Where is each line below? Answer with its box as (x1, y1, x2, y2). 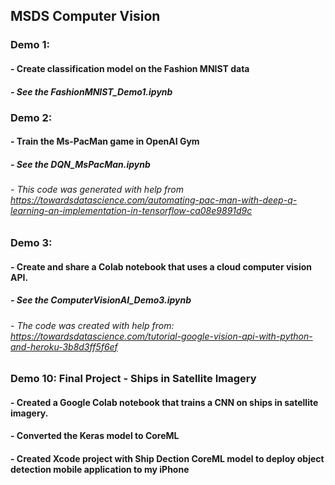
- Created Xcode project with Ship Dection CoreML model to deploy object (10, 453, 325, 464)
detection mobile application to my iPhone (10, 464, 190, 475)
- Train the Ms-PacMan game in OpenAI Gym (10, 135, 200, 148)
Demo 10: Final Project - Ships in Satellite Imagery (10, 372, 257, 386)
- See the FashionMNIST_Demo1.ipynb (10, 85, 173, 98)
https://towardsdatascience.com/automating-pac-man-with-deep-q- (10, 194, 298, 206)
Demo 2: (10, 110, 53, 124)
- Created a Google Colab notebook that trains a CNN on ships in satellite (10, 396, 319, 408)
